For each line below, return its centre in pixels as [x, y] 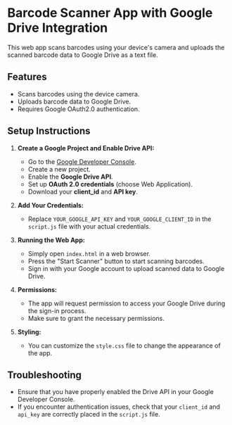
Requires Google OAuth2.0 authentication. [78, 109]
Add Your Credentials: [51, 205]
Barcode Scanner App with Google [110, 13]
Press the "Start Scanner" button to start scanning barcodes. [116, 261]
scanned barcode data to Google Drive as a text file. [83, 55]
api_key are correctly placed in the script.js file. [89, 414]
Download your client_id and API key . [83, 191]
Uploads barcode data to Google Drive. [74, 101]
